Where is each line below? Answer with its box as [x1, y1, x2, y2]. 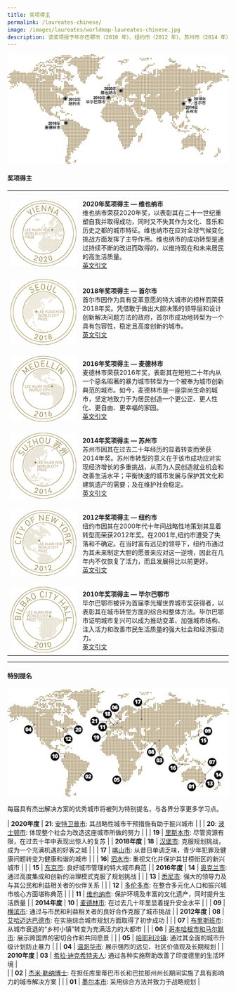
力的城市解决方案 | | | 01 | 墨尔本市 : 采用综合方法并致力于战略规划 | [7, 977, 200, 986]
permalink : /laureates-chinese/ [7, 18, 102, 26]
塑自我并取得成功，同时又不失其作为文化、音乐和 [82, 217, 224, 225]
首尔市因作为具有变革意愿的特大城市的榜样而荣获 [82, 296, 224, 304]
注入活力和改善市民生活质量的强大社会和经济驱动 [82, 625, 224, 633]
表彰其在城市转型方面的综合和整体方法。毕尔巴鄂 [82, 607, 224, 616]
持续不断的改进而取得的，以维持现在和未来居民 [88, 243, 224, 252]
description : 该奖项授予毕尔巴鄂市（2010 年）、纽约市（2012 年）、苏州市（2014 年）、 [7, 34, 234, 41]
